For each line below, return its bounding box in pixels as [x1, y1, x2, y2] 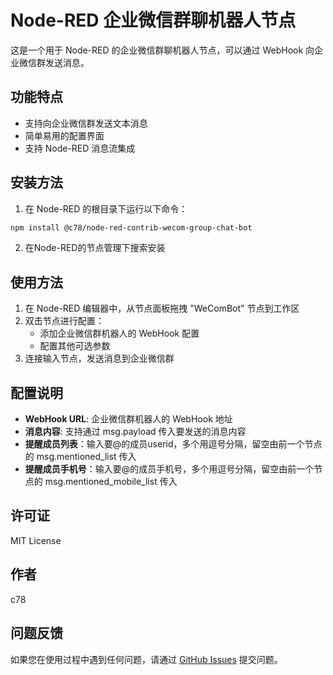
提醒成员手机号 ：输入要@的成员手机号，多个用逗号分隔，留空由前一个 [24, 463, 315, 475]
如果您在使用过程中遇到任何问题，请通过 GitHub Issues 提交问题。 [10, 653, 283, 665]
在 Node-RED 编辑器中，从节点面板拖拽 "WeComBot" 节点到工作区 [24, 302, 300, 315]
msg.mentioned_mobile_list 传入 [44, 476, 178, 488]
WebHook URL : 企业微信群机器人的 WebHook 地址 [24, 413, 233, 425]
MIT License [10, 534, 62, 546]
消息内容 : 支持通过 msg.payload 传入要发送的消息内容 [24, 426, 247, 438]
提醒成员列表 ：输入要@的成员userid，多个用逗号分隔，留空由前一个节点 [24, 438, 323, 450]
